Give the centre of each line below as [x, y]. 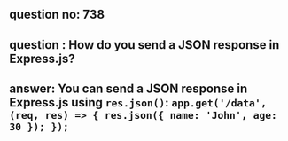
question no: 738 [57, 15]
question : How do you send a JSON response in [144, 45]
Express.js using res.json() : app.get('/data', [138, 102]
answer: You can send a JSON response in [128, 89]
